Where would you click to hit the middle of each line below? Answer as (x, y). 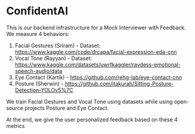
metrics (16, 126)
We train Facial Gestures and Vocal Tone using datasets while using (89, 101)
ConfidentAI (37, 11)
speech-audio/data (39, 71)
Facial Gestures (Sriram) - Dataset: (57, 45)
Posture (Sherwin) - (39, 83)
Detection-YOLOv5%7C (44, 90)
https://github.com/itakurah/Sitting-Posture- (119, 83)
